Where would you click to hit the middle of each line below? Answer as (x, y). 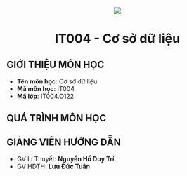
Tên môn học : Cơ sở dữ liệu (57, 81)
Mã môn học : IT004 (46, 89)
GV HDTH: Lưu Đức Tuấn (53, 167)
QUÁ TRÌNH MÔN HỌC (57, 118)
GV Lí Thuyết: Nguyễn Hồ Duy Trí (65, 159)
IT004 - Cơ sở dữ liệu (117, 39)
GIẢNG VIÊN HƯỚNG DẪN (64, 142)
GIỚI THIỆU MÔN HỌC (56, 64)
